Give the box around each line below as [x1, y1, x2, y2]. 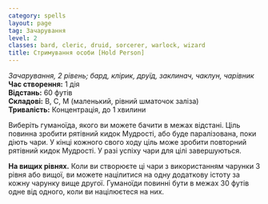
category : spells [8, 11, 66, 20]
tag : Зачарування [8, 26, 66, 34]
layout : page [8, 19, 52, 27]
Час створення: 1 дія [8, 79, 80, 89]
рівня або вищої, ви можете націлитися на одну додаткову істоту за [8, 170, 240, 179]
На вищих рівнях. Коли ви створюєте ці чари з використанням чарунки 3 [8, 162, 261, 170]
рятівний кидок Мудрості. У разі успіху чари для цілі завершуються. [8, 146, 242, 155]
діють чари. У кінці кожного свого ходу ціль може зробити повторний [8, 138, 247, 146]
